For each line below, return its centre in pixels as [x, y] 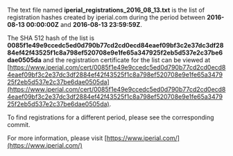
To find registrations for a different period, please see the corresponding [111, 117]
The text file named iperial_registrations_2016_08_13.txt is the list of [106, 10]
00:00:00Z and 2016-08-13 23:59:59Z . [84, 25]
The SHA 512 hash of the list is [51, 38]
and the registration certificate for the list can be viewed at [127, 60]
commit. [19, 125]
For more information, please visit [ [57, 138]
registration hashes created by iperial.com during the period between [106, 17]
